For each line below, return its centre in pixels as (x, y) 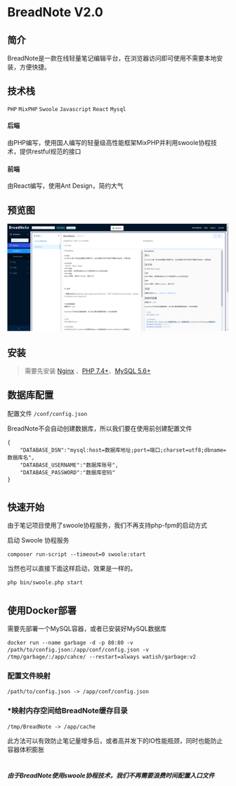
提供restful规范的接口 (50, 151)
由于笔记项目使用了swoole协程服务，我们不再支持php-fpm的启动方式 (107, 526)
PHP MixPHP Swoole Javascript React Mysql (67, 109)
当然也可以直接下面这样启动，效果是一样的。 (72, 569)
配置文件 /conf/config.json (47, 413)
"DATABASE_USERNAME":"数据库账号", (69, 465)
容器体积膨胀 (26, 749)
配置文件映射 (29, 676)
